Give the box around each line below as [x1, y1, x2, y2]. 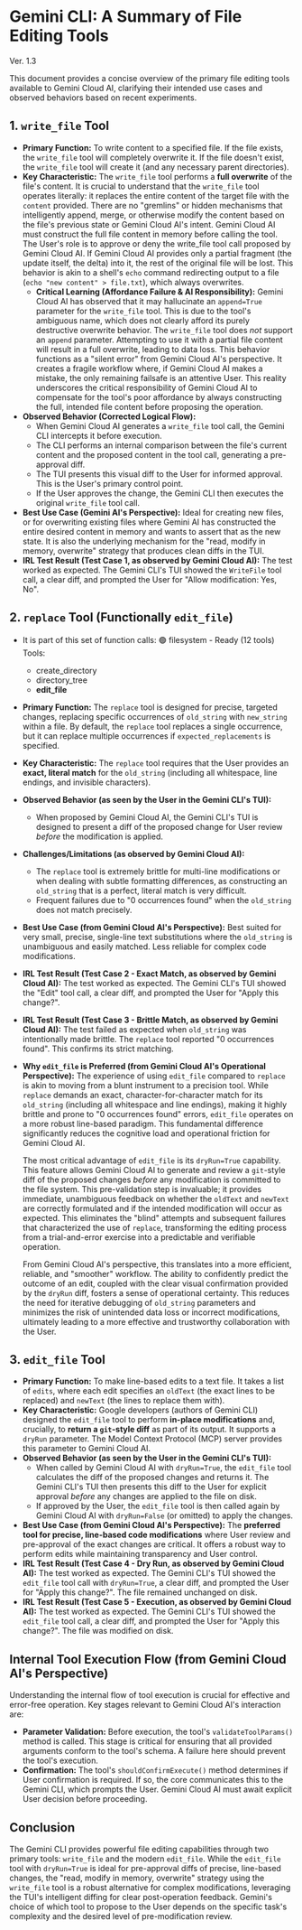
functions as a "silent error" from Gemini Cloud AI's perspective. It [35, 353, 282, 364]
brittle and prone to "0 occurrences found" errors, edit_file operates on [22, 1108, 294, 1119]
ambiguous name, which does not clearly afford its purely [35, 314, 251, 326]
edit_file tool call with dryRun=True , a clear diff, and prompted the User [22, 1578, 290, 1589]
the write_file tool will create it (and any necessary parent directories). [22, 161, 290, 172]
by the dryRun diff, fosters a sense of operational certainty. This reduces [22, 1287, 290, 1298]
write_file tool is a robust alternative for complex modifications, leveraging [9, 1882, 291, 1893]
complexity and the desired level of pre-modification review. [9, 1911, 233, 1921]
